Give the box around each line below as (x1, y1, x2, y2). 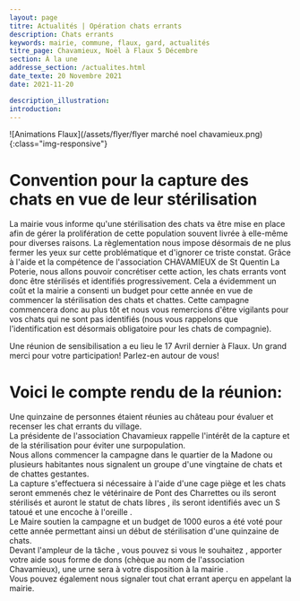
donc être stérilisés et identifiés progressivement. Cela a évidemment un (9, 275, 277, 287)
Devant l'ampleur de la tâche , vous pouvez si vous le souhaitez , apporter (9, 544, 282, 556)
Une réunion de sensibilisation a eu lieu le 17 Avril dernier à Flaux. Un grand (9, 341, 287, 352)
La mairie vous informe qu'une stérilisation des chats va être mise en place (9, 219, 286, 230)
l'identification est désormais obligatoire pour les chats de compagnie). (9, 324, 272, 335)
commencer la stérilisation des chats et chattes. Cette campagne (9, 295, 250, 306)
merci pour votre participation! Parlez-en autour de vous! (9, 351, 219, 361)
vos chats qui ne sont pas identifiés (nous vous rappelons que (9, 314, 239, 325)
